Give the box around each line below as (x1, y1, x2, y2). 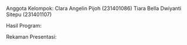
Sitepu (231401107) (6, 11, 52, 18)
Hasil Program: (6, 22, 42, 29)
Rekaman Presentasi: (6, 33, 57, 40)
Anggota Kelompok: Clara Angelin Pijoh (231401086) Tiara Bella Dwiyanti (6, 5, 182, 12)
